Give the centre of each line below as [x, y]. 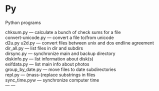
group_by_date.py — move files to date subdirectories [61, 69]
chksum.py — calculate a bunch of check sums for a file [63, 32]
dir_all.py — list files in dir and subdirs [44, 48]
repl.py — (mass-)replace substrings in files [50, 74]
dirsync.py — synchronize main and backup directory [60, 53]
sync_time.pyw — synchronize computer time [52, 80]
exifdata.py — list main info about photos [47, 64]
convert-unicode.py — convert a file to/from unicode [59, 37]
